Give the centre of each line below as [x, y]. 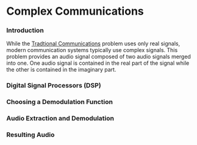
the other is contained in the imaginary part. [61, 70]
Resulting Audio [30, 135]
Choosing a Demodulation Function [59, 102]
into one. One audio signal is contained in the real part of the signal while [98, 63]
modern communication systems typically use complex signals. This [92, 50]
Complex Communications [75, 11]
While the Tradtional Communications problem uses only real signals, [93, 43]
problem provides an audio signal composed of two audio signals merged [99, 57]
